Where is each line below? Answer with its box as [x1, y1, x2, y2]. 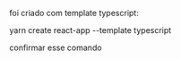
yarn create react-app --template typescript [9, 25, 172, 35]
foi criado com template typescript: [9, 8, 139, 18]
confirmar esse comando [9, 42, 102, 53]
